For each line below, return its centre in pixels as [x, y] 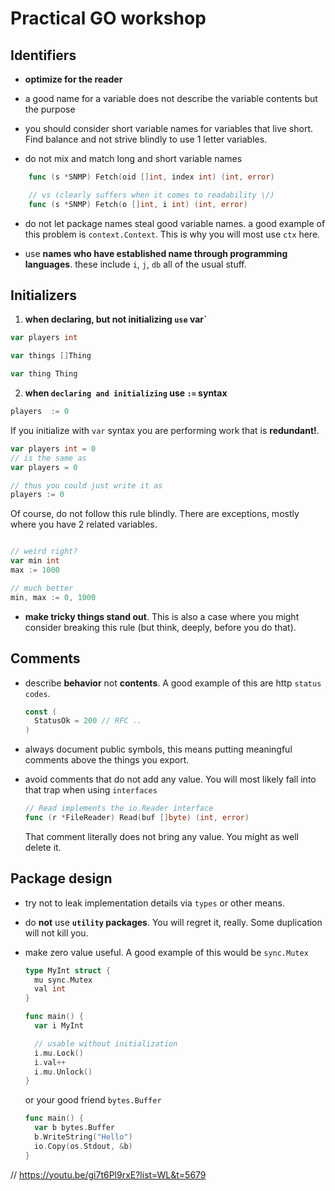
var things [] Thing [51, 356]
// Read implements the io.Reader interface [119, 808]
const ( [40, 712]
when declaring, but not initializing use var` [116, 319]
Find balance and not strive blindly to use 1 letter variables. [146, 139]
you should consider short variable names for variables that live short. [168, 128]
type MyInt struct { [67, 970]
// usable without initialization [106, 1043]
